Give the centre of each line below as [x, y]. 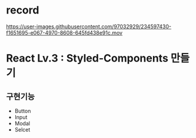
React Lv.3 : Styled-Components [87, 58]
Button [23, 111]
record [23, 10]
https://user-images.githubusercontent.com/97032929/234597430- [89, 26]
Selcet [22, 129]
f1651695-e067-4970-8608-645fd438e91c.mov [64, 32]
